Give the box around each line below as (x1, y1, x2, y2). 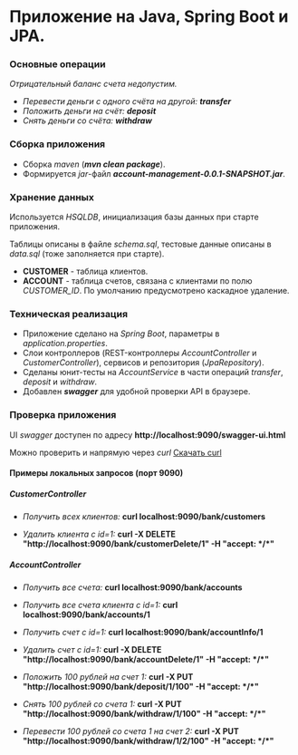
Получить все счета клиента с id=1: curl (22, 600, 178, 611)
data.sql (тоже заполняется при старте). (9, 248, 165, 259)
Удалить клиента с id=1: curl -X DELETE (22, 528, 177, 540)
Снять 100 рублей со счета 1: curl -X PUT (22, 699, 182, 710)
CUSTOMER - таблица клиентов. (22, 266, 149, 277)
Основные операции (9, 58, 106, 71)
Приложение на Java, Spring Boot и (9, 6, 289, 27)
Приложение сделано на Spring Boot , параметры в (22, 328, 220, 339)
